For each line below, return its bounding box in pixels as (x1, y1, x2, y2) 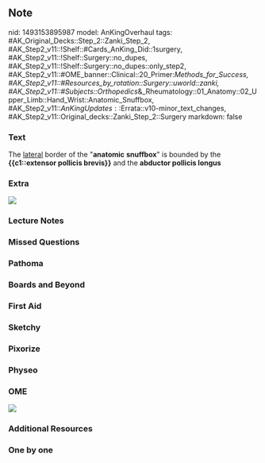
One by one (8, 444, 54, 455)
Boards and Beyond (8, 280, 86, 291)
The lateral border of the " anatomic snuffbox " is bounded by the (8, 150, 221, 160)
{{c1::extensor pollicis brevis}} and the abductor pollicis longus (8, 158, 221, 168)
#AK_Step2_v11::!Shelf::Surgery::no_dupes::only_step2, (8, 61, 186, 71)
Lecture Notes (8, 215, 64, 226)
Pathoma (8, 258, 44, 269)
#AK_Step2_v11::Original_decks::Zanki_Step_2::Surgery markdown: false (8, 111, 243, 122)
